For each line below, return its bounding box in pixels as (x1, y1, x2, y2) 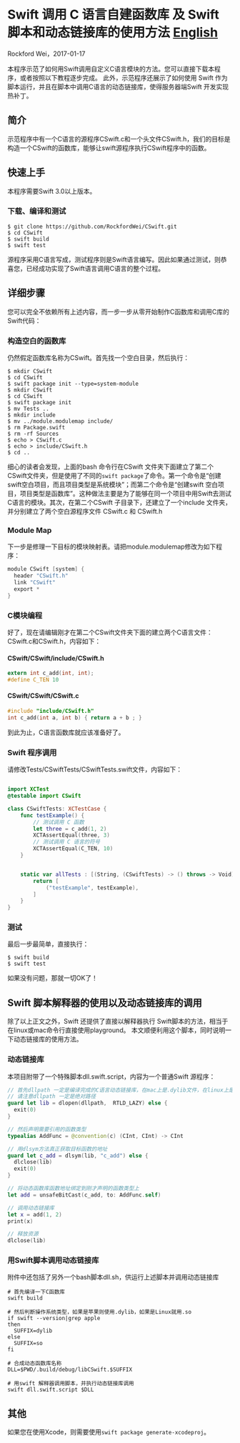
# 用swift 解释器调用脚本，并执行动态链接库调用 (7, 1380, 134, 1387)
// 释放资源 (7, 1230, 39, 1238)
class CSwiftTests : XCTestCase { (7, 805, 107, 812)
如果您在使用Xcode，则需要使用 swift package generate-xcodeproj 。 (7, 1428, 211, 1437)
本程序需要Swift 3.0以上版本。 (7, 186, 96, 195)
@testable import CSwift (7, 792, 81, 800)
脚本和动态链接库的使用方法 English (7, 24, 219, 41)
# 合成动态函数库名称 (7, 1360, 62, 1367)
